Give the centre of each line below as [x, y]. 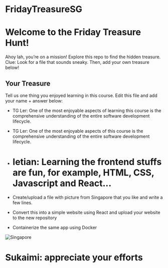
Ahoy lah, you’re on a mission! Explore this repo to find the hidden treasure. [83, 57]
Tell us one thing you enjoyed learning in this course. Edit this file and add [81, 95]
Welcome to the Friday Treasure [73, 32]
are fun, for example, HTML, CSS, [83, 173]
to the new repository [35, 218]
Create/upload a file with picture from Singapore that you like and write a [88, 197]
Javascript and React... [62, 183]
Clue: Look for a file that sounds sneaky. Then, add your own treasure [77, 62]
